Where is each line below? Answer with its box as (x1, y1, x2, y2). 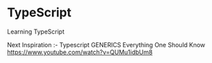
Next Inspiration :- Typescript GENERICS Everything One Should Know (7, 40, 206, 49)
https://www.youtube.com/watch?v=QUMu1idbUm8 (7, 48, 153, 56)
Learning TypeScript (7, 27, 65, 36)
